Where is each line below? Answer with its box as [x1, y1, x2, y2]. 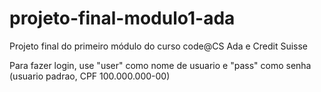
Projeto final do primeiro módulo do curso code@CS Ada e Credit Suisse [9, 40, 309, 52]
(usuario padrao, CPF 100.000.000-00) [9, 70, 171, 82]
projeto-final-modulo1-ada [9, 7, 236, 30]
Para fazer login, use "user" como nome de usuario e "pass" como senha [9, 59, 312, 71]
